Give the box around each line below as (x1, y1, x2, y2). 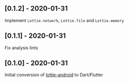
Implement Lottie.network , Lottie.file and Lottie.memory (4, 17, 125, 23)
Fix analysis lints (4, 45, 38, 51)
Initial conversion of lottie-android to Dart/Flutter (4, 72, 103, 78)
